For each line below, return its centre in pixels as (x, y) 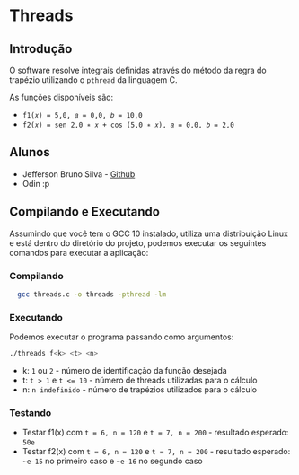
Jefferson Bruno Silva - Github (79, 174)
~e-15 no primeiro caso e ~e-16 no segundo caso (113, 461)
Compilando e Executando (84, 212)
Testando (31, 412)
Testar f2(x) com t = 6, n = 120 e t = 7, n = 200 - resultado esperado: (156, 452)
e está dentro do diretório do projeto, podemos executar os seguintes (138, 242)
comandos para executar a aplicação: (79, 252)
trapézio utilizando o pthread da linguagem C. (93, 80)
